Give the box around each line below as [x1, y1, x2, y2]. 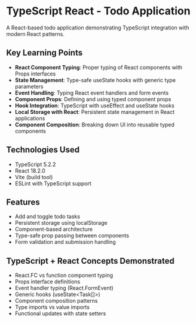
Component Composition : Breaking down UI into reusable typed [14, 121, 175, 128]
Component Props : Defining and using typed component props [14, 95, 171, 102]
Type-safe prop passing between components [14, 232, 130, 239]
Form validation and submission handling [14, 239, 116, 246]
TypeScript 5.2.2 [14, 161, 56, 168]
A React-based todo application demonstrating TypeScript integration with [6, 24, 189, 31]
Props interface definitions [14, 278, 81, 285]
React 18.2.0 [14, 167, 46, 174]
